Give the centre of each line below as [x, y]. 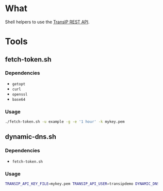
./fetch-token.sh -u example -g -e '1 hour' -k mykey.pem [65, 122]
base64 [19, 99]
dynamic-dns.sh [31, 137]
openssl [20, 94]
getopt [19, 84]
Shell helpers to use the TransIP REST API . [47, 22]
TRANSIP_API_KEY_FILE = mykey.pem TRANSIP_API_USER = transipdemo [69, 184]
